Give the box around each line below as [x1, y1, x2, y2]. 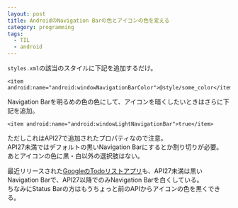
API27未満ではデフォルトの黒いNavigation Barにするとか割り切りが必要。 [7, 143, 223, 151]
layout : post [7, 10, 46, 18]
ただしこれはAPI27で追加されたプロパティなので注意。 [7, 134, 167, 142]
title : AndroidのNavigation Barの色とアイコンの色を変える [7, 17, 170, 24]
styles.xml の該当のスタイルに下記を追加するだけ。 [7, 64, 157, 72]
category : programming [7, 23, 74, 31]
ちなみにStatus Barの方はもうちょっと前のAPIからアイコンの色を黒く [7, 185, 208, 192]
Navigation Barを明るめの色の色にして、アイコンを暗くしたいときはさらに [7, 97, 223, 106]
